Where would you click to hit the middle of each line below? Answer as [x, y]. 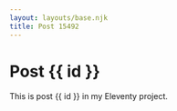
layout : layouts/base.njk [58, 18]
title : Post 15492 [44, 26]
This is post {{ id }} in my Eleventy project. [89, 96]
